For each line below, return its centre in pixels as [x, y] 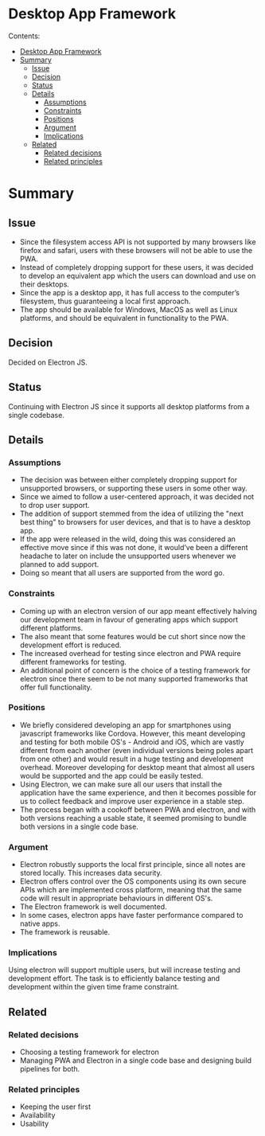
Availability [37, 1115]
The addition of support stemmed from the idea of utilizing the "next [132, 513]
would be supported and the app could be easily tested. [111, 775]
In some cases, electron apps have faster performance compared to [131, 915]
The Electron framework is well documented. [93, 907]
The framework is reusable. [65, 932]
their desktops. [45, 284]
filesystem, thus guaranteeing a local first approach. [105, 301]
